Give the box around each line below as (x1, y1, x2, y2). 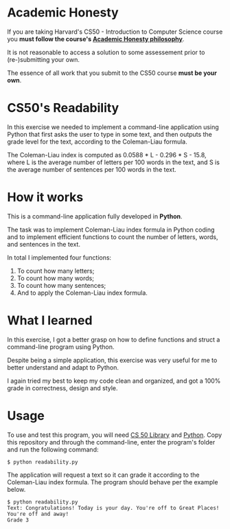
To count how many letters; (16, 267, 95, 275)
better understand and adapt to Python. (7, 363, 119, 372)
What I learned (7, 313, 93, 328)
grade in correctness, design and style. (7, 383, 118, 392)
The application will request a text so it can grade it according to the (7, 471, 200, 479)
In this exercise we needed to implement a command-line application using (7, 122, 220, 131)
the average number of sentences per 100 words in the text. (7, 165, 176, 173)
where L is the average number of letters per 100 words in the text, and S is (7, 158, 220, 166)
